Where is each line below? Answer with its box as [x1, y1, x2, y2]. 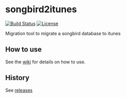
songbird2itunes [5, 4, 78, 15]
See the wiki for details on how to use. [5, 59, 86, 65]
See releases [5, 87, 33, 93]
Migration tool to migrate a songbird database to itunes [5, 30, 121, 36]
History [5, 73, 30, 82]
